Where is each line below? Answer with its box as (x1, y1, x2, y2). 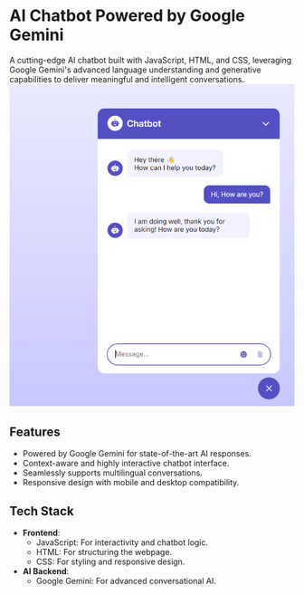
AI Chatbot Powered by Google (9, 5, 246, 26)
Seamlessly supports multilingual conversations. (22, 467, 204, 478)
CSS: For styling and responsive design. (35, 556, 185, 567)
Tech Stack (9, 504, 74, 519)
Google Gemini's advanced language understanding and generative (9, 64, 261, 75)
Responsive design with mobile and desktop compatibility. (22, 477, 240, 488)
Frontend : (22, 527, 61, 539)
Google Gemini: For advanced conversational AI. (35, 576, 217, 587)
